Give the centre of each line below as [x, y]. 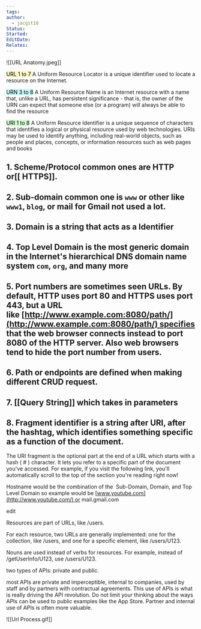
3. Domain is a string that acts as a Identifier [90, 227]
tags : [13, 12]
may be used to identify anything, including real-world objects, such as [94, 135]
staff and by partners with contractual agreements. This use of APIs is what [100, 589]
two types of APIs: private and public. [52, 571]
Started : [17, 34]
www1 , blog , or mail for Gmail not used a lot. [86, 206]
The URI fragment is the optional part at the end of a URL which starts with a [100, 456]
